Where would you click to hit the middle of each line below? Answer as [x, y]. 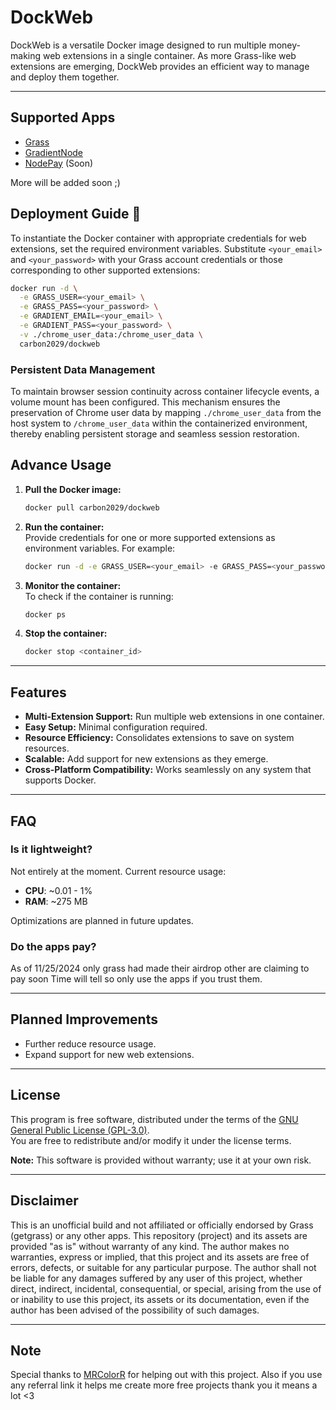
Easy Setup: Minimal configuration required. [116, 727]
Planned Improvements [84, 1019]
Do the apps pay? [53, 946]
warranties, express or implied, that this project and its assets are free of [160, 1257]
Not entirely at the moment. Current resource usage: [118, 871]
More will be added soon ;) [65, 182]
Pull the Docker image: [73, 489]
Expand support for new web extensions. [109, 1054]
